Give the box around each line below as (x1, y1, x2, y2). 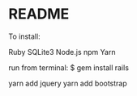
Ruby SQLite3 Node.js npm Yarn (8, 47, 116, 56)
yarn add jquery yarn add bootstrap (8, 78, 127, 88)
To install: (8, 31, 41, 41)
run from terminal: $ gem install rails (8, 62, 130, 73)
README (8, 5, 70, 23)
